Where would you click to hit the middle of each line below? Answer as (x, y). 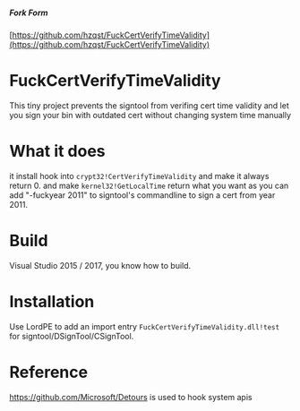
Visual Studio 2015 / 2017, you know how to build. (100, 265)
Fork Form (29, 13)
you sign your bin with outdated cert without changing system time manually (150, 115)
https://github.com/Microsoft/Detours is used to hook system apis (131, 397)
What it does (57, 151)
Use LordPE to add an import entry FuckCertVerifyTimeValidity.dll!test (145, 326)
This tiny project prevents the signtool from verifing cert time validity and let (149, 105)
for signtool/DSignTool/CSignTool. (72, 336)
